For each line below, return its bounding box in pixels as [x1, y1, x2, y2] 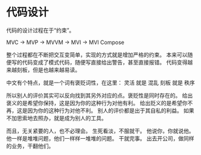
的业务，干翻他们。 [6, 142, 54, 150]
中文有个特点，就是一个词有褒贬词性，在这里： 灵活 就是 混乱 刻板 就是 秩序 [6, 79, 195, 86]
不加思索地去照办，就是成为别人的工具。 [6, 114, 107, 121]
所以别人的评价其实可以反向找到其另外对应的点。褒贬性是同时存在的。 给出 [6, 92, 193, 99]
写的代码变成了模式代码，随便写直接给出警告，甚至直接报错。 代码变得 [11, 59, 188, 66]
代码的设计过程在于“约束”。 [6, 27, 75, 34]
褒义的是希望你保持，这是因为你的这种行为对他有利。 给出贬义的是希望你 [6, 99, 188, 106]
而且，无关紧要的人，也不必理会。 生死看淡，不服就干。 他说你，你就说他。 [6, 127, 194, 134]
